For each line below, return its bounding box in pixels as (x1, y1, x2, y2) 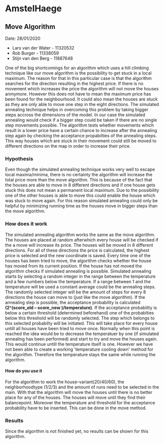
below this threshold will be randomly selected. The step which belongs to (5, 315, 155, 321)
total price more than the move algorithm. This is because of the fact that (5, 177, 153, 183)
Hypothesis (5, 155, 33, 162)
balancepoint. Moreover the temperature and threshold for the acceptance (5, 399, 155, 405)
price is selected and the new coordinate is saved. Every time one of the (5, 252, 151, 258)
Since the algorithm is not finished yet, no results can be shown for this (5, 428, 148, 434)
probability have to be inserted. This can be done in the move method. (5, 405, 147, 411)
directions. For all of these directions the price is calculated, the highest (5, 247, 150, 253)
